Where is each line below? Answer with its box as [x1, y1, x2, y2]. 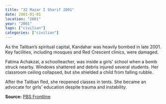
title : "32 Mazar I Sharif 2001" [5, 7, 75, 12]
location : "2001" [5, 16, 41, 21]
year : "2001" [5, 21, 32, 26]
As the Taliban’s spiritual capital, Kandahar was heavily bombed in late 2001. [5, 44, 162, 50]
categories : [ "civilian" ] [5, 30, 59, 35]
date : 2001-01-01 [5, 12, 41, 17]
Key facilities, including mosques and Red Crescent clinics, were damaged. [5, 49, 159, 55]
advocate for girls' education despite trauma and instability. [5, 84, 127, 90]
